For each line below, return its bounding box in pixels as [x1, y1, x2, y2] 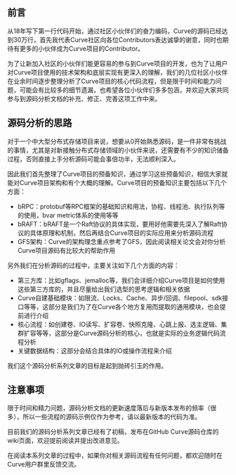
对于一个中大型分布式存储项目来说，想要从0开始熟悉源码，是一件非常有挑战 [7, 137, 227, 146]
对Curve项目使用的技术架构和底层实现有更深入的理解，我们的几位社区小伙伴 [7, 68, 228, 76]
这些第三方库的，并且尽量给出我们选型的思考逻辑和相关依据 [17, 284, 190, 293]
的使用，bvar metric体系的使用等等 [17, 210, 119, 220]
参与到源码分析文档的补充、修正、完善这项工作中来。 [7, 94, 162, 103]
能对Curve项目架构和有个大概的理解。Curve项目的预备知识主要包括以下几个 [7, 178, 227, 186]
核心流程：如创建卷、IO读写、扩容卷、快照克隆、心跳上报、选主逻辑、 [17, 319, 221, 329]
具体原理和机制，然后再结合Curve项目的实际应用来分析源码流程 [29, 228, 214, 237]
